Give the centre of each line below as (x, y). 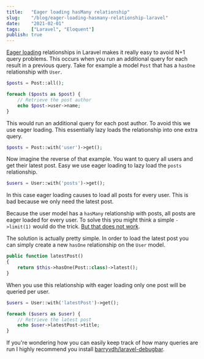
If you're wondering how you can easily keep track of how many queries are (102, 343)
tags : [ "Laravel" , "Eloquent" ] (51, 29)
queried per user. (28, 291)
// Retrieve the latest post (55, 320)
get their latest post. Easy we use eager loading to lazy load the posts (94, 166)
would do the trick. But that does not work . (86, 226)
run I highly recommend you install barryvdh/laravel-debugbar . (85, 349)
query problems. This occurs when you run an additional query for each (97, 59)
